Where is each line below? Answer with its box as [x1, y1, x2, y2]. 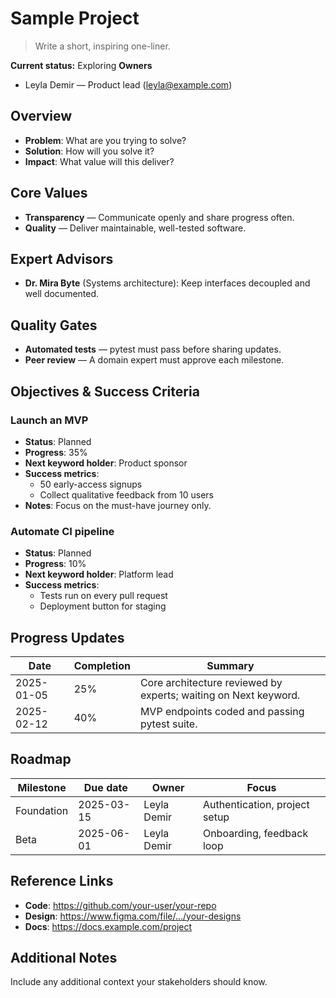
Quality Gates [10, 317, 98, 334]
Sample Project [10, 7, 140, 30]
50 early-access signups [39, 478, 143, 490]
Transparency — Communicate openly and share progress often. [24, 211, 295, 223]
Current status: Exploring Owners [10, 59, 153, 71]
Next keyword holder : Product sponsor [24, 457, 188, 469]
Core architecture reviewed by [139, 675, 283, 689]
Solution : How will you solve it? [24, 145, 155, 157]
